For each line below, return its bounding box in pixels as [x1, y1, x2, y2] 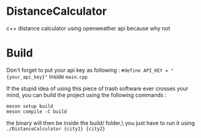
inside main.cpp [48, 72, 88, 80]
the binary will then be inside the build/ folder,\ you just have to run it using [6, 119, 195, 126]
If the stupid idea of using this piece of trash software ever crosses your [6, 85, 189, 92]
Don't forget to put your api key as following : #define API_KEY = [6, 66, 169, 74]
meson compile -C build [6, 109, 67, 115]
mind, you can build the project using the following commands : [6, 91, 167, 99]
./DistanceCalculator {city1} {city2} [6, 126, 105, 132]
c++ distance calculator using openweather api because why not [6, 25, 170, 32]
